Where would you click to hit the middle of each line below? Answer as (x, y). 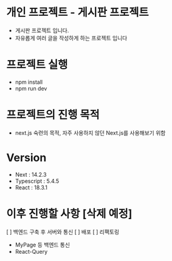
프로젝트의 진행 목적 (53, 115)
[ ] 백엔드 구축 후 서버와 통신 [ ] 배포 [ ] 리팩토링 (63, 232)
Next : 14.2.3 (31, 174)
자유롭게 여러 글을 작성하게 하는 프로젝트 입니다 (71, 38)
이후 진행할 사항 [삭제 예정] (69, 214)
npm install (29, 82)
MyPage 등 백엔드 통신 (43, 245)
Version (26, 158)
